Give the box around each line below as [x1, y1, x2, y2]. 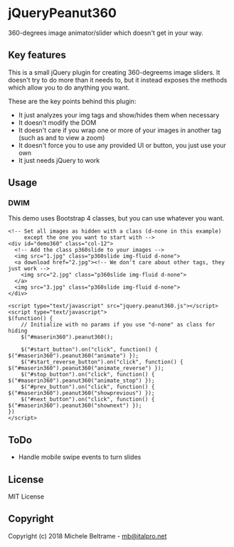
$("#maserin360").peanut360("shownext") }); [8, 402, 142, 410]
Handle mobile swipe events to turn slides [18, 453, 142, 462]
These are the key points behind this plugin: [8, 97, 137, 105]
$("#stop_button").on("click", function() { [21, 371, 155, 378]
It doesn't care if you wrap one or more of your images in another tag [18, 126, 221, 134]
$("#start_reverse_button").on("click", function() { [21, 359, 184, 366]
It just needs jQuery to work [18, 156, 100, 164]
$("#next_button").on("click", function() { [21, 396, 155, 403]
